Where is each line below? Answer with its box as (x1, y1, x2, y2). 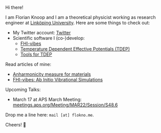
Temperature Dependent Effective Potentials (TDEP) (20, 46, 130, 52)
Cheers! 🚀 (5, 122, 27, 127)
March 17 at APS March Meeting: (12, 97, 82, 102)
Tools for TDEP (20, 51, 52, 57)
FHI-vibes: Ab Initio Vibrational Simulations (12, 77, 103, 82)
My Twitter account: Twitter (12, 30, 71, 35)
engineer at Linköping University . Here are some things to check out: (5, 20, 150, 26)
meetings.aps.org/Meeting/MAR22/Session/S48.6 (12, 102, 118, 108)
